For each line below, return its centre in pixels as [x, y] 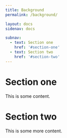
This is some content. [28, 96]
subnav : [13, 38]
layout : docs [19, 24]
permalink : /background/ [31, 15]
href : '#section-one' [37, 47]
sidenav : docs [20, 29]
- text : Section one [31, 43]
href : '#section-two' [37, 57]
